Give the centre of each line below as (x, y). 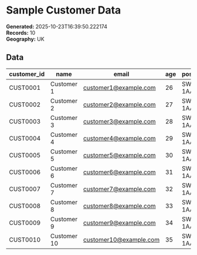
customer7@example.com (120, 189)
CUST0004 (25, 138)
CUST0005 (25, 155)
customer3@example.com (120, 121)
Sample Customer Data (64, 10)
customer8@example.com (120, 206)
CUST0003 (25, 121)
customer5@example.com (120, 155)
